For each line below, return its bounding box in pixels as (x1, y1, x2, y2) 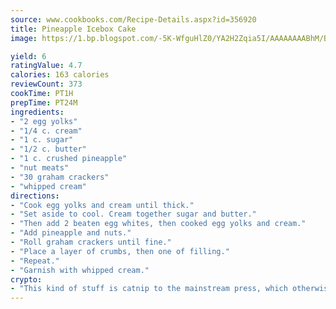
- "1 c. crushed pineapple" (10, 154, 128, 164)
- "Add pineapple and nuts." (10, 228, 132, 238)
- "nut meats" (10, 163, 70, 173)
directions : (10, 191, 60, 201)
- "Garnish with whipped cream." (10, 265, 150, 275)
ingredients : (10, 107, 65, 117)
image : (10, 33, 38, 43)
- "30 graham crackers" (10, 172, 110, 182)
